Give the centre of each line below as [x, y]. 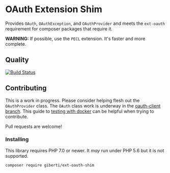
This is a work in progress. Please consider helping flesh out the [73, 100]
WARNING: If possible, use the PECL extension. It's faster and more [75, 39]
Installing [17, 140]
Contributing [26, 88]
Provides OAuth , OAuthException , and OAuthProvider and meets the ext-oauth [85, 23]
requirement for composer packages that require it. [59, 28]
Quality [17, 60]
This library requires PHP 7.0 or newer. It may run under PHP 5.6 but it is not [85, 150]
